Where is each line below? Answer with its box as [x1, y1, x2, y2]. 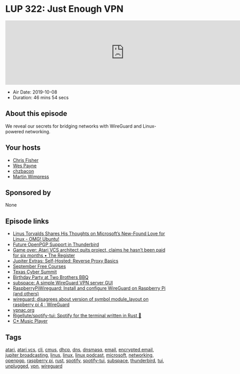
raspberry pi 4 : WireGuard [12, 301, 70, 308]
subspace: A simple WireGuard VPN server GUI [12, 280, 113, 286]
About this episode [5, 109, 68, 118]
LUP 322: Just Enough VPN [5, 3, 124, 15]
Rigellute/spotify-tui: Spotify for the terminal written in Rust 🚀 [12, 312, 142, 319]
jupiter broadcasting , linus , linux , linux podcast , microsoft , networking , [5, 352, 154, 358]
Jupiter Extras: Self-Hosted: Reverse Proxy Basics [12, 258, 119, 264]
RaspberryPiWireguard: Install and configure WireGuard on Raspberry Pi [12, 285, 166, 291]
